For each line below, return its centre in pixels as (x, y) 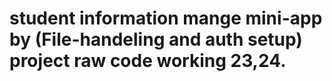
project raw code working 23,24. (148, 61)
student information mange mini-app (166, 18)
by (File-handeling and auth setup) (156, 39)
